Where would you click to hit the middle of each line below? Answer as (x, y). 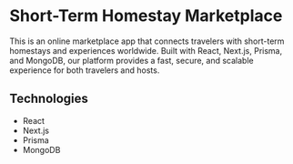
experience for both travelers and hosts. (85, 70)
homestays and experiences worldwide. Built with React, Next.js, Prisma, (146, 50)
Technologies (49, 99)
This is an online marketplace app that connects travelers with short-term (147, 41)
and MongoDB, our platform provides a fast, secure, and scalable (131, 60)
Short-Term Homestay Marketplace (146, 16)
